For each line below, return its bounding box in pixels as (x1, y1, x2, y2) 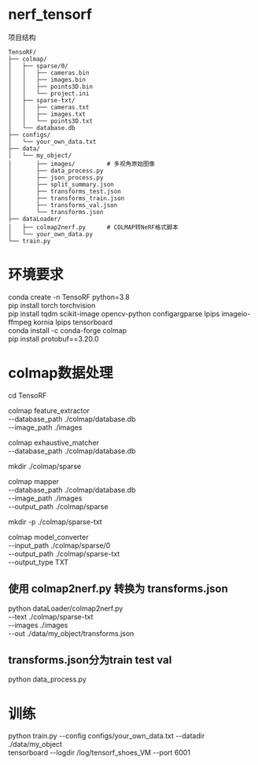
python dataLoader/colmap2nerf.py (8, 604, 123, 613)
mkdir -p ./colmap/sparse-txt (8, 517, 102, 527)
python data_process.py (8, 674, 87, 684)
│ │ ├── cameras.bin (8, 68, 90, 76)
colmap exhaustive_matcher (8, 438, 100, 447)
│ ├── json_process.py (8, 173, 104, 182)
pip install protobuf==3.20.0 (8, 334, 100, 343)
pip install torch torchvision (8, 301, 96, 310)
